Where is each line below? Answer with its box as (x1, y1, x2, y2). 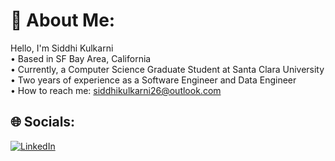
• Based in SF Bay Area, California (10, 52, 152, 64)
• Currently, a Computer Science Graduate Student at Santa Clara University (10, 63, 325, 75)
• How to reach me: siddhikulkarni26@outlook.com (10, 84, 222, 96)
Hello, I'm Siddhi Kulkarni (10, 42, 114, 54)
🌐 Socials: (10, 114, 76, 131)
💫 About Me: (10, 9, 116, 32)
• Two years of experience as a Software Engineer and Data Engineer (10, 74, 297, 86)
